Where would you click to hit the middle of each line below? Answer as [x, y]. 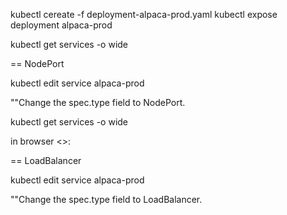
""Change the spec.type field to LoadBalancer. [106, 199]
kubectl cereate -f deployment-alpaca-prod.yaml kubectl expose [144, 14]
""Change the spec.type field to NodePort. [98, 102]
